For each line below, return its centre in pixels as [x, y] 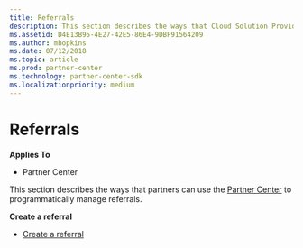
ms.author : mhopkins [48, 43]
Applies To [30, 154]
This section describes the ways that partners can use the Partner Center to [151, 189]
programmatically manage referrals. [76, 198]
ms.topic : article [44, 60]
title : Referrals [42, 18]
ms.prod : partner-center [56, 69]
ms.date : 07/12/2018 [48, 51]
